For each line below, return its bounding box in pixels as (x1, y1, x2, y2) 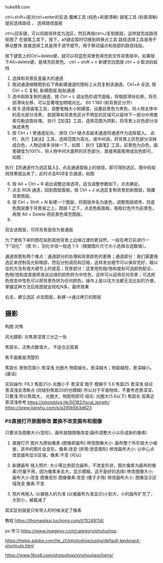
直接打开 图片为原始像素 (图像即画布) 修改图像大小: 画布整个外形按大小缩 (12, 440, 158, 446)
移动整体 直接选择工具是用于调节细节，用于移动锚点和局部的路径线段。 (5, 43, 147, 48)
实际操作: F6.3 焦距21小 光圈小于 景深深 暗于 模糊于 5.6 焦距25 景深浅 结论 (5, 381, 153, 387)
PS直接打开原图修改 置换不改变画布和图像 (5, 417, 102, 424)
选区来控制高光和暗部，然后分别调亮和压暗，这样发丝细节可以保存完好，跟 (5, 260, 154, 265)
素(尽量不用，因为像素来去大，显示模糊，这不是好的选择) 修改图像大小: (12, 468, 154, 475)
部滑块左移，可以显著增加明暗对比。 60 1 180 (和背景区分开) (12, 99, 132, 105)
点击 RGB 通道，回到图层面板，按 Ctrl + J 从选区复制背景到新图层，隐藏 (12, 187, 155, 193)
